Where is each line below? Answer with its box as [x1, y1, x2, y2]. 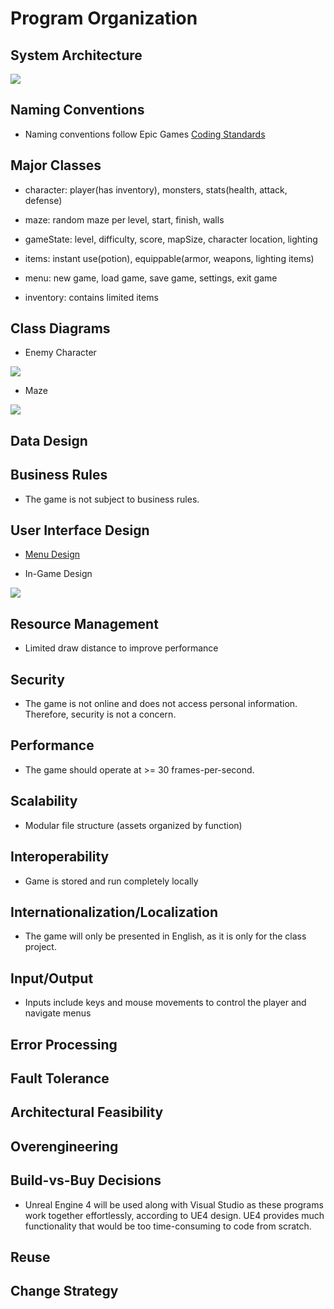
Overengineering [10, 1138, 119, 1155]
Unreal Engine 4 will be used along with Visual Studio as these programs [24, 1198, 324, 1211]
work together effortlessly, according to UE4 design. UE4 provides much [24, 1209, 325, 1221]
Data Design [10, 432, 88, 449]
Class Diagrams [10, 320, 111, 337]
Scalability [10, 793, 78, 810]
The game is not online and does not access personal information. [24, 698, 298, 710]
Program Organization [10, 7, 198, 30]
